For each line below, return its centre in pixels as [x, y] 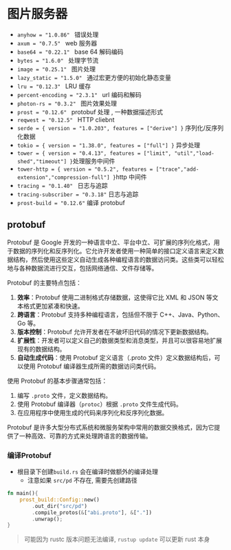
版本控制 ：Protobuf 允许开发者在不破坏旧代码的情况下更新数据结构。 [114, 332]
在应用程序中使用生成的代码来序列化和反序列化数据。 [92, 412]
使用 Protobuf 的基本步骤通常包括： [57, 381]
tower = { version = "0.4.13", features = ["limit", [94, 153]
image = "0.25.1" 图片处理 [56, 69]
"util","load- [194, 153]
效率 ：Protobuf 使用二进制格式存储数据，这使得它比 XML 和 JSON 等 [115, 297]
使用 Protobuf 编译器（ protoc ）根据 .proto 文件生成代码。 [99, 404]
